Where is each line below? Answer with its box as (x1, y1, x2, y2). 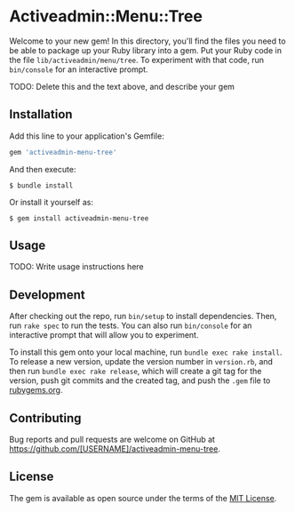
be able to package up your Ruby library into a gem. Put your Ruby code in (9, 44, 283, 55)
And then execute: (9, 164, 76, 174)
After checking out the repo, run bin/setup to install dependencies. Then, (9, 311, 277, 322)
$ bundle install (9, 180, 74, 190)
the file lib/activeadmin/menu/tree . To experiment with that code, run (9, 54, 265, 65)
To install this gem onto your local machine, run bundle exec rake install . (9, 347, 283, 357)
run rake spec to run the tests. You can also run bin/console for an (9, 320, 252, 331)
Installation (9, 107, 73, 122)
